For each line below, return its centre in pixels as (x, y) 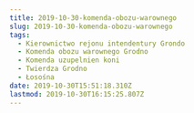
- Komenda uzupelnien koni (69, 60)
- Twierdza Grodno (53, 69)
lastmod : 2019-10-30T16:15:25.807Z (77, 94)
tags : (20, 35)
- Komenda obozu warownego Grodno (83, 52)
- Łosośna (36, 77)
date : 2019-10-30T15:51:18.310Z (71, 86)
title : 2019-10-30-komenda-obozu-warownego (93, 18)
